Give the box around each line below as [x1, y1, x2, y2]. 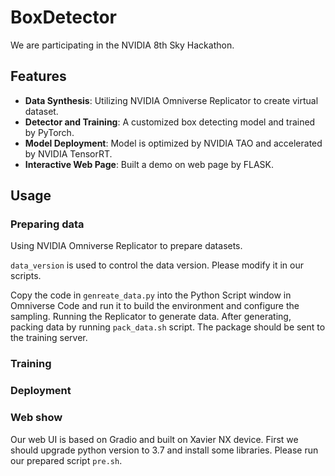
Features [10, 68, 67, 85]
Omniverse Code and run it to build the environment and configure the [10, 300, 300, 312]
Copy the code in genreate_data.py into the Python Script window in [10, 289, 292, 301]
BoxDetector [10, 6, 117, 29]
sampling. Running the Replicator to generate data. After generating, [10, 311, 292, 323]
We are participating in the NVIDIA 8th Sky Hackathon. [10, 39, 235, 51]
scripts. [10, 270, 42, 282]
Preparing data [10, 217, 85, 231]
